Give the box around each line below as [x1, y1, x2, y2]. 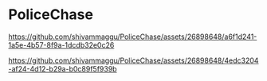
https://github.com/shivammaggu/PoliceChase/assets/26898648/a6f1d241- [8, 32, 257, 41]
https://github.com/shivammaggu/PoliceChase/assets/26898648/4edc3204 [8, 56, 259, 65]
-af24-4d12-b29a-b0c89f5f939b [8, 64, 117, 73]
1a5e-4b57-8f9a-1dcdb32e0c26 [8, 40, 115, 49]
